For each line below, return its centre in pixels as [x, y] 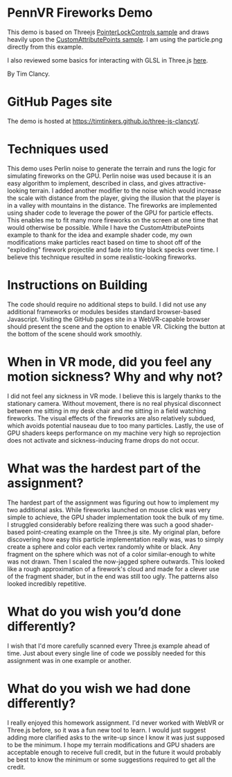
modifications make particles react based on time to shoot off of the [104, 242]
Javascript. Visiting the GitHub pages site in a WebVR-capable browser [109, 319]
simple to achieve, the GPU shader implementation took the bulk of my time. [116, 517]
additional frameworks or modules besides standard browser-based [104, 311]
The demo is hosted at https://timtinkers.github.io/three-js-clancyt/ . [104, 121]
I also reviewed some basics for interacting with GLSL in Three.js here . [108, 60]
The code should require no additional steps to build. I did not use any [107, 304]
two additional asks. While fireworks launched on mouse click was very [109, 509]
